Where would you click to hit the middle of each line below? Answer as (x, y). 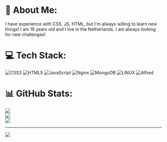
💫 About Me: (31, 10)
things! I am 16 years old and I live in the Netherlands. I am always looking (81, 29)
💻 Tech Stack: (36, 55)
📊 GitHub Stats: (39, 94)
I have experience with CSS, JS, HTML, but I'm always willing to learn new (81, 24)
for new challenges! (25, 34)
